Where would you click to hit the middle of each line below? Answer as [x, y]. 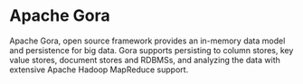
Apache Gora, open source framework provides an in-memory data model [147, 41]
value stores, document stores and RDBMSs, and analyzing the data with [145, 60]
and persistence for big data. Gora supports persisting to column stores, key [151, 50]
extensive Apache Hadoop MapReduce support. [99, 70]
